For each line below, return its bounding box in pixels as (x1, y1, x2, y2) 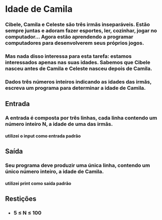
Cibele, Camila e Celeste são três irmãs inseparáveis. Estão (5, 21, 150, 28)
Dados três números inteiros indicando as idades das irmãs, (5, 78, 152, 85)
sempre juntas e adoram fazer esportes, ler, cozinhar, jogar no (5, 27, 157, 34)
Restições (5, 195, 37, 203)
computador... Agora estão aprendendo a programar (5, 34, 133, 40)
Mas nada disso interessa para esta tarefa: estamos (5, 53, 132, 60)
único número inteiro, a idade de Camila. (5, 168, 104, 175)
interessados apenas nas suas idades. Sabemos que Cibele (5, 59, 151, 66)
